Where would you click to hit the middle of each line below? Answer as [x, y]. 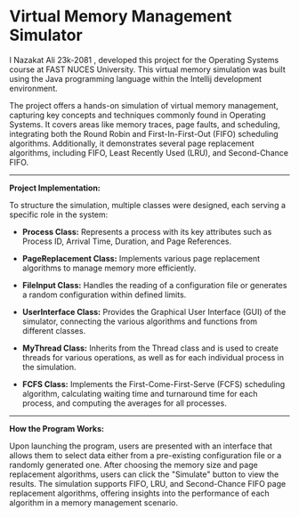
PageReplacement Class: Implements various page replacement [141, 258]
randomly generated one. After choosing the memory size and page [133, 464]
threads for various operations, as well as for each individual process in [153, 357]
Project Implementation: [55, 188]
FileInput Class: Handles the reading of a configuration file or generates [154, 285]
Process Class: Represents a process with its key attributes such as [147, 231]
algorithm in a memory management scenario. [93, 502]
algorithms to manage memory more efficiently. [109, 268]
